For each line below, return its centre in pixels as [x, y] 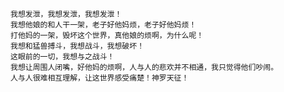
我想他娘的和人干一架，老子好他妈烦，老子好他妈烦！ [103, 25]
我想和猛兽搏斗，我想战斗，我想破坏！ [77, 46]
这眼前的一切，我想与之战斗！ [62, 57]
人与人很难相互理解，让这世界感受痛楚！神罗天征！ [100, 78]
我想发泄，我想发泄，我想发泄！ [66, 14]
